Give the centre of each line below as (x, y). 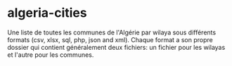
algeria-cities (47, 13)
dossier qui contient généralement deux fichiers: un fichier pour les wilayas (116, 47)
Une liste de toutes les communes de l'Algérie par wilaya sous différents (112, 32)
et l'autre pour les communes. (51, 55)
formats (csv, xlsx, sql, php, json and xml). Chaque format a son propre (110, 39)
